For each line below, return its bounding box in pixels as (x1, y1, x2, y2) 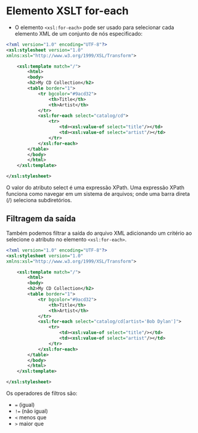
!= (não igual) (14, 407, 49, 415)
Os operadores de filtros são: (6, 390, 78, 397)
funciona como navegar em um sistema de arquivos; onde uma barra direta (6, 190, 190, 198)
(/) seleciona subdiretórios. (6, 197, 72, 204)
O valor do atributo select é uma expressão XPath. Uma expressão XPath (6, 184, 185, 191)
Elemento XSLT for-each (6, 4, 129, 18)
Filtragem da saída (6, 214, 76, 224)
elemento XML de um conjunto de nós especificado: (14, 30, 143, 37)
